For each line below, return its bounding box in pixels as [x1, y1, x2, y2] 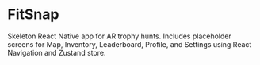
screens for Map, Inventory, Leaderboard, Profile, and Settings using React [7, 39, 252, 49]
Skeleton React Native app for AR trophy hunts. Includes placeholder [7, 31, 231, 41]
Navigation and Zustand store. [7, 48, 106, 57]
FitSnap [7, 5, 59, 23]
